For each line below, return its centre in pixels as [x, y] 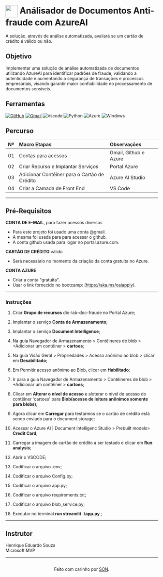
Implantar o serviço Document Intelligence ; [56, 331]
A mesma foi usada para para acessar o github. [59, 237]
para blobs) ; [25, 404]
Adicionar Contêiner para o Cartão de [62, 175]
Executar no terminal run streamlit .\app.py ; [57, 514]
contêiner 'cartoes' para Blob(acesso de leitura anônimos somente [80, 399]
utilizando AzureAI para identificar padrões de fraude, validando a [71, 73]
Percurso [20, 131]
